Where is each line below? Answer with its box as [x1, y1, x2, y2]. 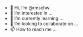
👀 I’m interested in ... [10, 10, 53, 16]
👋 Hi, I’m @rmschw [10, 5, 50, 10]
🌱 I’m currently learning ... [10, 15, 64, 21]
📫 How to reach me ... [10, 26, 57, 32]
